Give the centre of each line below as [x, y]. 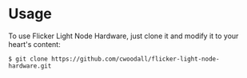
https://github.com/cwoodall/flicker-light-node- [135, 59]
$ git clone [28, 59]
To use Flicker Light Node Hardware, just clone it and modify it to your [124, 36]
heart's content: [35, 44]
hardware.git [30, 66]
